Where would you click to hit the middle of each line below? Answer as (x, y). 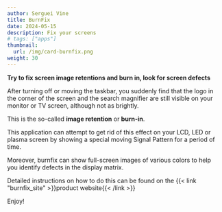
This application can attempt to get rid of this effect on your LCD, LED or (109, 132)
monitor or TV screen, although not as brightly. (73, 105)
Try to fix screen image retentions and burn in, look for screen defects (109, 78)
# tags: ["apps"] (32, 39)
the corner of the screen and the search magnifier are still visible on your (110, 98)
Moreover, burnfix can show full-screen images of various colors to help (109, 160)
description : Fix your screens (52, 33)
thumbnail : (23, 45)
